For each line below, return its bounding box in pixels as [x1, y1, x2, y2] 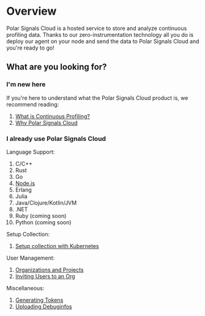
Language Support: [6, 148, 55, 156]
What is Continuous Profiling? [15, 112, 91, 120]
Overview [6, 4, 57, 18]
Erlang [15, 186, 32, 194]
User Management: [6, 254, 55, 261]
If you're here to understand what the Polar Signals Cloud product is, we [6, 94, 188, 102]
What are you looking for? [6, 62, 107, 72]
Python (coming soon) [15, 219, 72, 226]
